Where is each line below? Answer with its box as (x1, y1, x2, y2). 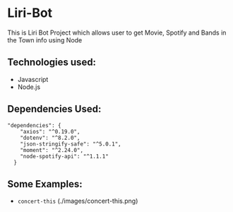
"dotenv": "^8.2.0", (20, 134, 80, 141)
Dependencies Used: (7, 103, 102, 115)
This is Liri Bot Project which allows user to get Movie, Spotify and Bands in (7, 28, 227, 37)
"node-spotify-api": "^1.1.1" (20, 153, 109, 160)
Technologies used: (7, 57, 97, 69)
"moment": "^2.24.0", (20, 146, 83, 153)
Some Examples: (7, 178, 83, 190)
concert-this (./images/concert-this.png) (17, 196, 138, 206)
